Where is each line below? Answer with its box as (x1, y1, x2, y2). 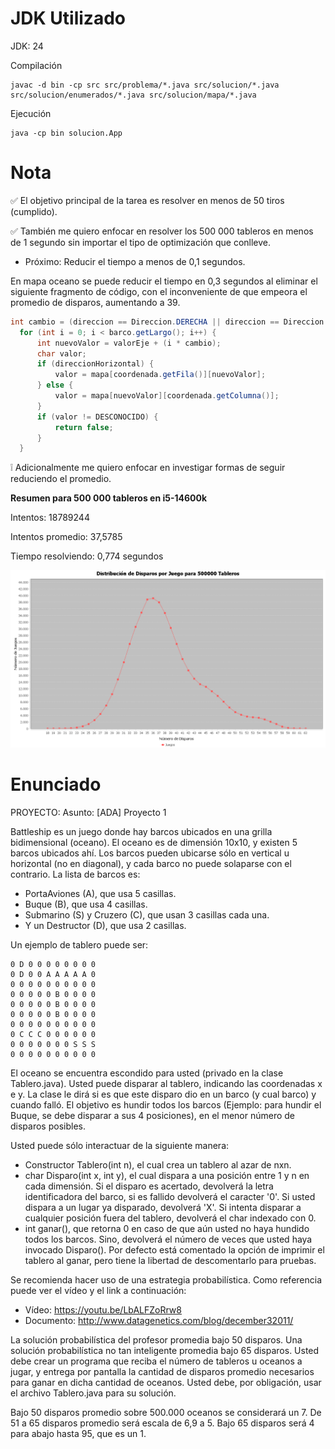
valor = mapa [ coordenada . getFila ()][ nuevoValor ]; (54, 370, 267, 380)
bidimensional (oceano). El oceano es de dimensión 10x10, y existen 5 (10, 836, 298, 848)
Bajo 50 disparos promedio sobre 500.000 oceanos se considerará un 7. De (10, 1406, 322, 1418)
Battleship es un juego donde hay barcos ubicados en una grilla (10, 825, 273, 837)
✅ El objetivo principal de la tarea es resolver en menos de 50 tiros (10, 194, 285, 206)
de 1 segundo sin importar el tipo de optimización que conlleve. (10, 236, 272, 248)
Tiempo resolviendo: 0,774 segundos (10, 550, 164, 562)
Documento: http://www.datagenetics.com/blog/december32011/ (24, 1314, 294, 1326)
